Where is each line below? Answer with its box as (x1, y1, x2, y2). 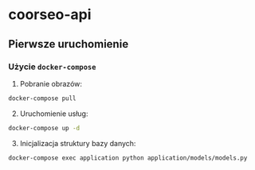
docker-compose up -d (8, 124, 80, 132)
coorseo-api (8, 6, 92, 24)
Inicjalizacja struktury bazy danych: (19, 138, 136, 148)
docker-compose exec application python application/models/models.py (8, 153, 248, 162)
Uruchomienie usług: (19, 109, 88, 118)
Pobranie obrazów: (19, 79, 82, 88)
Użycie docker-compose (8, 61, 96, 72)
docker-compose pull (8, 94, 77, 102)
